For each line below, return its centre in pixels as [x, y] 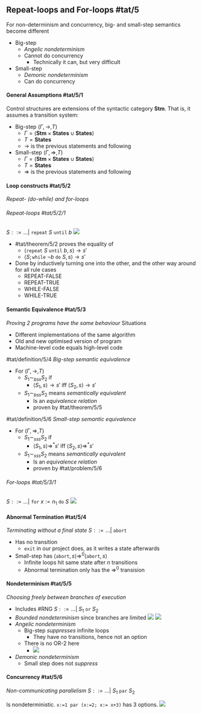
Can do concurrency [49, 81]
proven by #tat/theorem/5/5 [68, 407]
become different [28, 31]
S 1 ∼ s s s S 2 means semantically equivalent [75, 455]
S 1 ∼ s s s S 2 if [38, 438]
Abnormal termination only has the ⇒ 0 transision [84, 569]
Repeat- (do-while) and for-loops [48, 199]
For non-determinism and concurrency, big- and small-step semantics [93, 24]
